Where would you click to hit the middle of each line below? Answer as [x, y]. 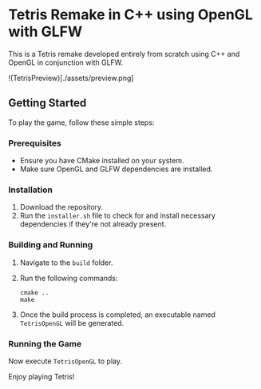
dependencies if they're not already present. [93, 224]
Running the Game [45, 343]
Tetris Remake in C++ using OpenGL [130, 15]
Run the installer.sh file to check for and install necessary [117, 216]
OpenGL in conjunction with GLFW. [66, 62]
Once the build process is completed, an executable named [117, 315]
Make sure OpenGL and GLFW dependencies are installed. [116, 169]
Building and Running [51, 245]
